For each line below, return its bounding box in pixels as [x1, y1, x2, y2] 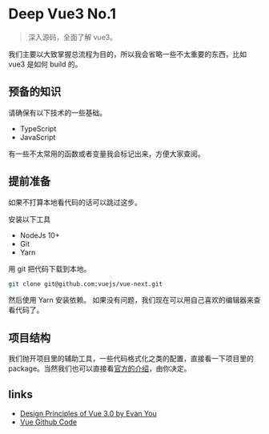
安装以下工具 [8, 214, 50, 224]
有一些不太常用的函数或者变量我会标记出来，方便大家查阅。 [8, 149, 205, 159]
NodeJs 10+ [19, 230, 60, 240]
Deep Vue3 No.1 [8, 5, 116, 23]
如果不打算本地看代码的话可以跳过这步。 [8, 197, 142, 207]
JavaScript [19, 132, 56, 142]
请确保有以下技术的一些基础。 [8, 107, 106, 117]
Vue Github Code [19, 417, 78, 427]
